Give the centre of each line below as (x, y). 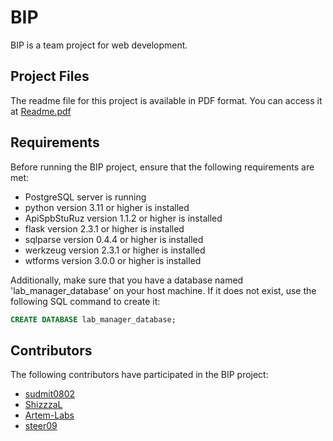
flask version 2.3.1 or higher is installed (104, 228)
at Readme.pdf (41, 111)
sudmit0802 (50, 394)
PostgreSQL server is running (85, 197)
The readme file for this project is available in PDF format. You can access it (166, 100)
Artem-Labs (49, 415)
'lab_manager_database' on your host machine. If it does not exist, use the (163, 290)
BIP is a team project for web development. (99, 45)
